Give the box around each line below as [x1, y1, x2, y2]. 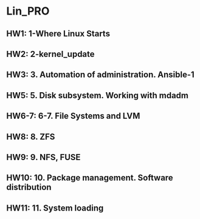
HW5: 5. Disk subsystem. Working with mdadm [6, 90, 188, 101]
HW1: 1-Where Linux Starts [6, 29, 111, 39]
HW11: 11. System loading [6, 203, 104, 213]
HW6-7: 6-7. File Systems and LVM [6, 111, 140, 121]
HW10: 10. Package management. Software [6, 173, 173, 183]
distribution [6, 182, 52, 192]
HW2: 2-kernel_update [6, 49, 95, 59]
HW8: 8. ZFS [6, 132, 55, 142]
